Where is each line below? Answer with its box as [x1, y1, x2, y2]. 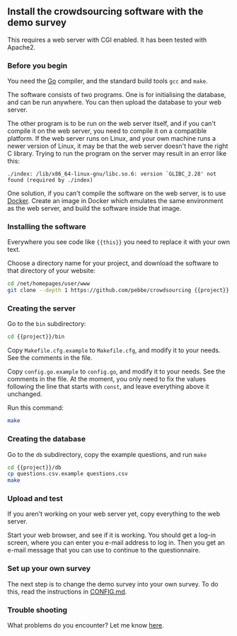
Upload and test [7, 494, 64, 504]
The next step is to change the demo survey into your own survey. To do [7, 579, 219, 588]
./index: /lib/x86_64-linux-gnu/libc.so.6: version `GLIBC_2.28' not [7, 170, 217, 178]
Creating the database [7, 434, 86, 444]
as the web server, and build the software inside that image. [7, 204, 182, 213]
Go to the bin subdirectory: [7, 320, 86, 328]
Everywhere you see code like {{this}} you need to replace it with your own [7, 238, 231, 246]
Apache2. [7, 42, 36, 52]
